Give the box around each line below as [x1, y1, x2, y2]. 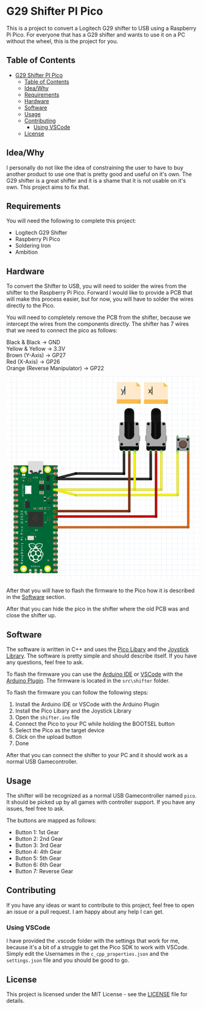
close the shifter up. [6, 612, 57, 619]
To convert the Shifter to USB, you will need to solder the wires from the [6, 282, 187, 290]
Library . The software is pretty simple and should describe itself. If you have [6, 652, 197, 659]
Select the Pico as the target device [15, 727, 105, 734]
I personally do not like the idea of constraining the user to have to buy [6, 164, 184, 171]
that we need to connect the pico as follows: [6, 327, 118, 334]
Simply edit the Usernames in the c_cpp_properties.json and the [6, 950, 169, 958]
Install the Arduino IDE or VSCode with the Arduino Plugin [15, 701, 160, 708]
